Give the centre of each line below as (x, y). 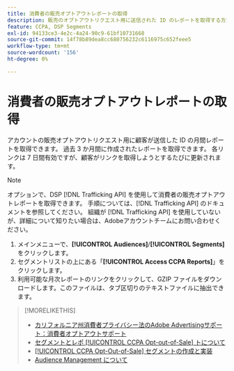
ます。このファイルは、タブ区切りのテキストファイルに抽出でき (133, 287)
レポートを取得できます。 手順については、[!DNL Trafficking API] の (110, 203)
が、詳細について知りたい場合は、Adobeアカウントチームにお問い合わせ (111, 220)
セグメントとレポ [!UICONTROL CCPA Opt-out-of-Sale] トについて (130, 342)
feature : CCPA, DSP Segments (49, 26)
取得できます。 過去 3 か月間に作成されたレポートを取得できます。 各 (118, 149)
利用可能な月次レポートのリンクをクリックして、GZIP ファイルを (110, 279)
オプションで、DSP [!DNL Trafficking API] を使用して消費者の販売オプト (110, 194)
